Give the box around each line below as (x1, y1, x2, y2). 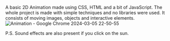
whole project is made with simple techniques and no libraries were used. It (5, 10, 165, 16)
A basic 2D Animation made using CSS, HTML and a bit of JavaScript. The (5, 5, 163, 10)
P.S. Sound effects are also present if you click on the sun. (5, 30, 129, 36)
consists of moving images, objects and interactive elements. (5, 15, 135, 21)
